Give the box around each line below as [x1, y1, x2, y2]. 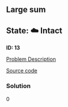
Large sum [6, 5, 46, 15]
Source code [6, 67, 37, 74]
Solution [6, 82, 31, 90]
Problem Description [6, 56, 56, 63]
